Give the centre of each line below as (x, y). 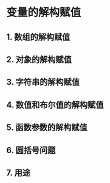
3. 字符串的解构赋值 (43, 82)
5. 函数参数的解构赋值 (47, 128)
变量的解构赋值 (44, 13)
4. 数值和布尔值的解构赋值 (55, 105)
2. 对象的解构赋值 (39, 59)
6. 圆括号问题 (31, 150)
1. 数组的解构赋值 (38, 37)
